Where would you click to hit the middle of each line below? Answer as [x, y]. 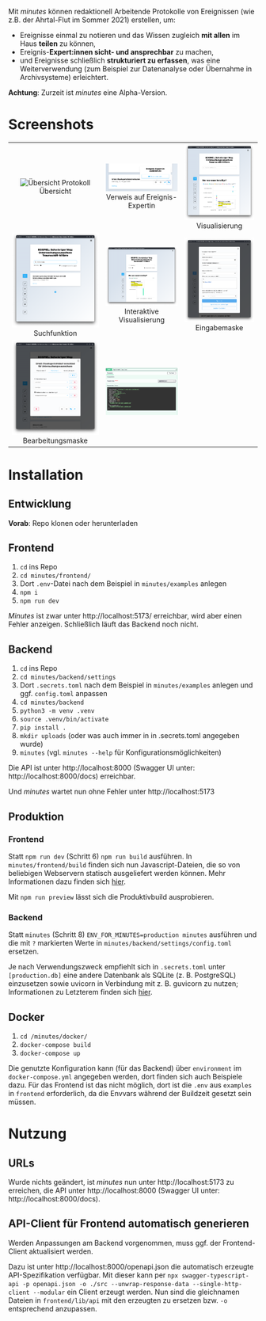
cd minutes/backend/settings [68, 678]
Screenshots [51, 125]
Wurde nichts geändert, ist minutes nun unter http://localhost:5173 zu [122, 1182]
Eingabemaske [219, 327]
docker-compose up [50, 1054]
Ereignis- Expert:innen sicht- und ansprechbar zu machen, [116, 52]
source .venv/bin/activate [64, 720]
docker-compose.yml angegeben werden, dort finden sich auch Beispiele [125, 1077]
